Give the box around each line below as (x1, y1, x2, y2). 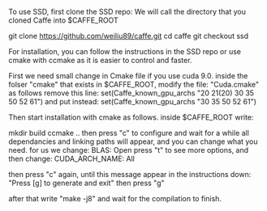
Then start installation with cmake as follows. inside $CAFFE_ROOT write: (8, 112, 254, 122)
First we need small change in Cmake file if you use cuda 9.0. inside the (8, 71, 248, 80)
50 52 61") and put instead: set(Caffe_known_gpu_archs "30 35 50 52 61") (8, 97, 257, 106)
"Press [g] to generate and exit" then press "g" (8, 178, 165, 188)
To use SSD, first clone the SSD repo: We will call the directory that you (8, 7, 246, 16)
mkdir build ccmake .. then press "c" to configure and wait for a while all (8, 129, 250, 137)
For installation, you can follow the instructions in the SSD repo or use (8, 47, 242, 56)
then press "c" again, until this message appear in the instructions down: (8, 170, 252, 179)
